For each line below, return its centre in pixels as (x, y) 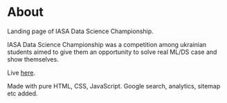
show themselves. (33, 59)
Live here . (21, 73)
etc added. (22, 93)
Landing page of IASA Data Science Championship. (80, 31)
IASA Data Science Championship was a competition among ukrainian (107, 44)
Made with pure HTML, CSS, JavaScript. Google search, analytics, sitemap (114, 86)
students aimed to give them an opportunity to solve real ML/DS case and (112, 52)
